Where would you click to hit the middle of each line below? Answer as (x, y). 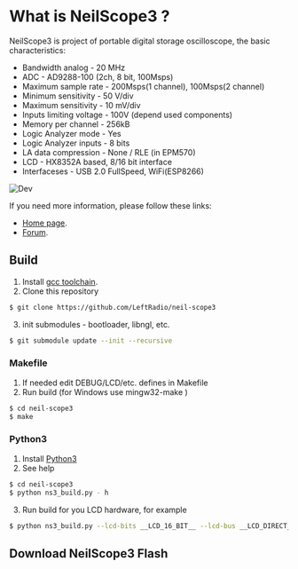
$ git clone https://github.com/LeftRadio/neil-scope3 (113, 307)
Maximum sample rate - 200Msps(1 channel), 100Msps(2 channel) (143, 86)
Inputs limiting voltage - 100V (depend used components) (127, 115)
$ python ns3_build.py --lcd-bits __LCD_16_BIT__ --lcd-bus (123, 526)
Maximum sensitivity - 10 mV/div (81, 105)
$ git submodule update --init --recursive (91, 340)
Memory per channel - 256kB (76, 124)
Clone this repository (60, 291)
